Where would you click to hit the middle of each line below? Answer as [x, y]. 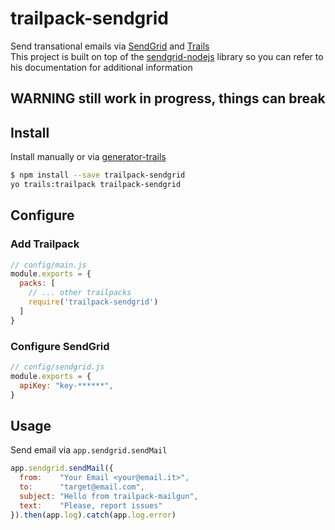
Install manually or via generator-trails [88, 157]
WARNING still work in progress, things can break [168, 98]
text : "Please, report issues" [91, 505]
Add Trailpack [45, 244]
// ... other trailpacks [80, 293]
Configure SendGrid [60, 346]
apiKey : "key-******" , [66, 385]
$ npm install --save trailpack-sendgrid [98, 175]
